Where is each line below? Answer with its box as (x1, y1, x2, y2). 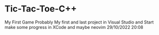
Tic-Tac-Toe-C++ (4, 3, 77, 14)
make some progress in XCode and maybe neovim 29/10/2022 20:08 (4, 24, 143, 30)
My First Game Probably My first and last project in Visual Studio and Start (4, 19, 154, 25)
